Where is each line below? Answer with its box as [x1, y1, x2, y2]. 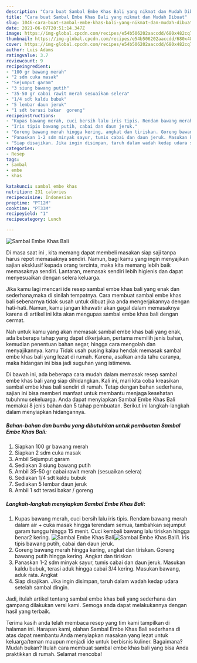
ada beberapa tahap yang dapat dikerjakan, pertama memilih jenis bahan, [6, 334, 184, 342]
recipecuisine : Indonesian [6, 194, 72, 200]
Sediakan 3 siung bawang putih [14, 462, 91, 469]
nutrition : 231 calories [6, 189, 67, 195]
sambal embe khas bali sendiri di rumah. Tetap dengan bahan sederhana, [6, 383, 184, 390]
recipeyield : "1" [6, 211, 49, 217]
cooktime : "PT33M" [6, 205, 51, 211]
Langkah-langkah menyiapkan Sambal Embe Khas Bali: [6, 500, 145, 507]
